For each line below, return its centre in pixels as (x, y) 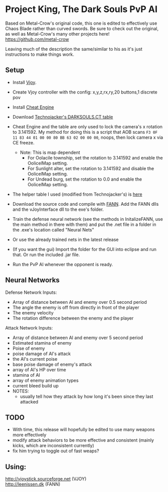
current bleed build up (35, 385)
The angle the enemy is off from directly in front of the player (76, 307)
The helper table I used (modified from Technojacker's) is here (77, 194)
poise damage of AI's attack (41, 354)
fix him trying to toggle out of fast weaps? (56, 451)
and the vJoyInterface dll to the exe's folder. (58, 209)
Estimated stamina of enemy (42, 343)
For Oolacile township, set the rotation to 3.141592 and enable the (95, 157)
